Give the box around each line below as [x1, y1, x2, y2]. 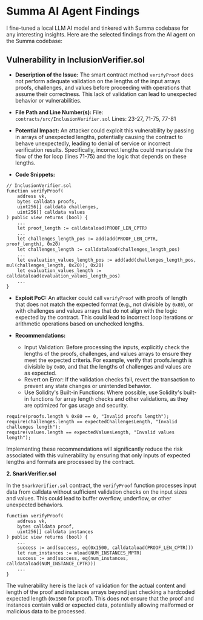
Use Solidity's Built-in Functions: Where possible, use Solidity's [24, 389, 182, 396]
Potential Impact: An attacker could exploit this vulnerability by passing [15, 126, 194, 134]
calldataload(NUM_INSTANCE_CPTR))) [6, 560, 96, 567]
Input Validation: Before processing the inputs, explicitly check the [24, 343, 190, 350]
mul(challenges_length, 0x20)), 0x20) [6, 262, 104, 268]
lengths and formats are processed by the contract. [6, 458, 135, 465]
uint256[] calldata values [17, 209, 85, 215]
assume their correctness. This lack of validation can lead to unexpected [15, 90, 197, 98]
